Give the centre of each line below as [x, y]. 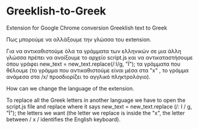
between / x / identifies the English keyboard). [63, 119]
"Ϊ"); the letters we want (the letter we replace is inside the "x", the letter [96, 113]
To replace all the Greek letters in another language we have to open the [96, 100]
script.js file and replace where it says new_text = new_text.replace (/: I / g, [99, 106]
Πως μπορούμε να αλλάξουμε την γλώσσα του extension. [79, 39]
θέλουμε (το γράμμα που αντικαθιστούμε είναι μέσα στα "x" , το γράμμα [97, 70]
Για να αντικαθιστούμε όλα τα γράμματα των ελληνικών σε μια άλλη [94, 51]
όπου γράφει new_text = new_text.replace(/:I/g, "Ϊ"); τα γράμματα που [93, 64]
